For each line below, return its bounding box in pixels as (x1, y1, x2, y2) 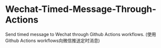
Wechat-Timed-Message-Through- (5, 3, 156, 15)
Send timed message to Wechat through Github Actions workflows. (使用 (5, 31, 156, 37)
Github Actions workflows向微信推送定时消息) (5, 37, 100, 43)
